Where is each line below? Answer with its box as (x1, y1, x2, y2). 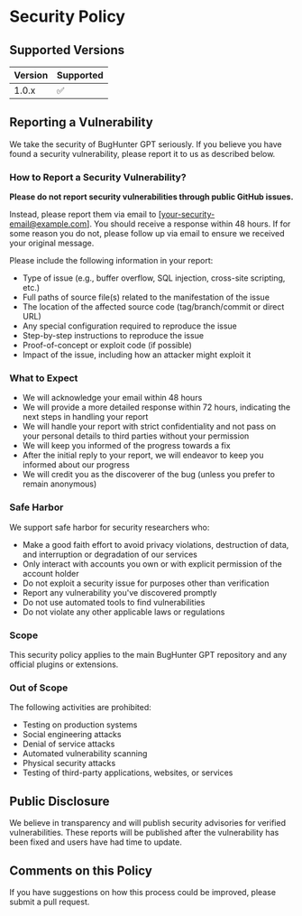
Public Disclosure (9, 793, 110, 809)
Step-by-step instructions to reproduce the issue (22, 330, 205, 341)
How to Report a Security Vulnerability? (9, 171, 187, 183)
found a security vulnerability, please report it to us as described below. (9, 148, 276, 159)
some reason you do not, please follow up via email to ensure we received (9, 228, 286, 239)
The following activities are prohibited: (9, 702, 151, 713)
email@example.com (9, 218, 87, 229)
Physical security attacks (22, 758, 116, 769)
